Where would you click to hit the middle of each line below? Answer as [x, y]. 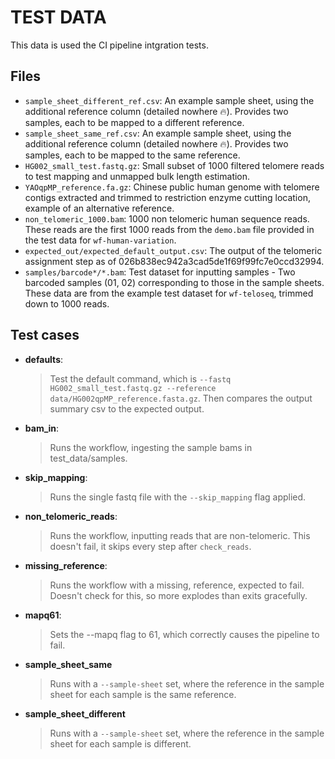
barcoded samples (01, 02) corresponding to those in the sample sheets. [174, 282]
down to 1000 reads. [67, 303]
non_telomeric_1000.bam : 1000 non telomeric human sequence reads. [167, 218]
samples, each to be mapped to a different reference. [134, 122]
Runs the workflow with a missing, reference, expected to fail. [177, 585]
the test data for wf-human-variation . [100, 240]
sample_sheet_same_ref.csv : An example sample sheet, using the [158, 133]
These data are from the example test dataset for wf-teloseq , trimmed [169, 293]
